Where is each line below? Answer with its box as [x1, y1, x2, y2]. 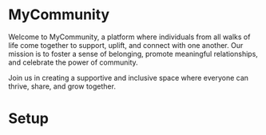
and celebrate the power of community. [8, 58, 138, 67]
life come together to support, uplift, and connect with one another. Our [8, 40, 244, 50]
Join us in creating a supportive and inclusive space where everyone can [8, 73, 249, 82]
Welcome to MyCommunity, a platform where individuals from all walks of [8, 32, 251, 42]
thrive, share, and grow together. [8, 81, 116, 91]
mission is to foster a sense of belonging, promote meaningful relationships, [8, 49, 258, 58]
